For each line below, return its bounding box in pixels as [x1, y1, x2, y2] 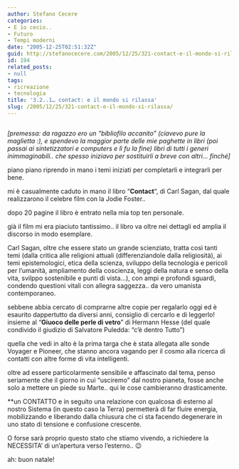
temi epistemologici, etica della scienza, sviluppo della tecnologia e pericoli [7, 258, 228, 267]
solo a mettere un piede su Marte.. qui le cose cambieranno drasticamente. [7, 383, 228, 392]
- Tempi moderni [7, 37, 55, 44]
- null [7, 70, 27, 77]
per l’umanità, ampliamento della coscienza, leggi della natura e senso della [7, 266, 229, 274]
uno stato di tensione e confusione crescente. [7, 420, 142, 428]
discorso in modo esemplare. [7, 230, 92, 238]
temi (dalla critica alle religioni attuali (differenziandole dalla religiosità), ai [7, 251, 223, 259]
